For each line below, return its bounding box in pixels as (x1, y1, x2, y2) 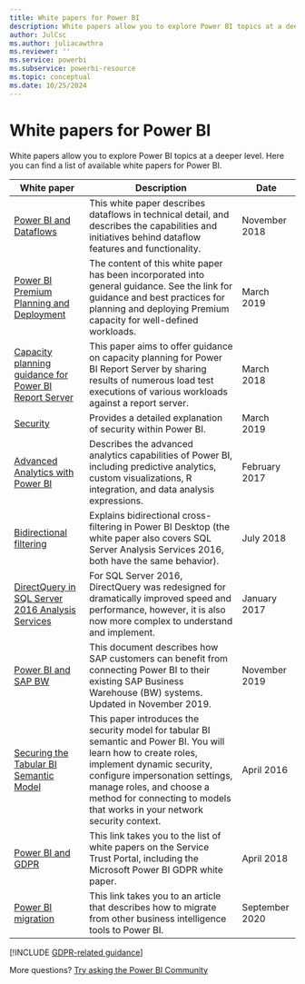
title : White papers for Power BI (9, 13, 141, 23)
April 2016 (241, 763, 289, 776)
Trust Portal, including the (89, 851, 200, 864)
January (241, 591, 277, 604)
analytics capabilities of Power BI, (89, 449, 233, 462)
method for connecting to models (89, 791, 231, 804)
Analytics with (14, 465, 74, 478)
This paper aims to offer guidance (89, 340, 233, 353)
